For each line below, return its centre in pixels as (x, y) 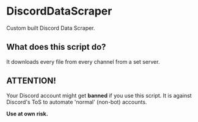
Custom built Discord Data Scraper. (51, 28)
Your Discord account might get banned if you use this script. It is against (99, 95)
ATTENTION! (31, 81)
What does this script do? (56, 47)
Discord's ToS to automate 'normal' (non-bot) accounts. (77, 102)
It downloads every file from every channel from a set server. (83, 61)
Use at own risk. (27, 114)
